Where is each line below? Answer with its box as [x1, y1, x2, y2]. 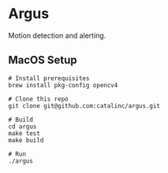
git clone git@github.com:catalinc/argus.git [8, 101, 160, 110]
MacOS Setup [8, 53, 77, 67]
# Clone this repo [8, 95, 69, 103]
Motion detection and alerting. [8, 31, 106, 40]
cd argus [8, 123, 37, 131]
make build [8, 136, 44, 144]
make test [8, 129, 41, 138]
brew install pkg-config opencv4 [8, 81, 118, 89]
